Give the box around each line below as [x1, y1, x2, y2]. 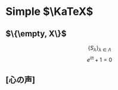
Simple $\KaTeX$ [5, 5, 94, 18]
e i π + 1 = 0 [86, 55, 113, 63]
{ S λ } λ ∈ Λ [88, 44, 111, 52]
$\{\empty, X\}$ [5, 29, 67, 39]
